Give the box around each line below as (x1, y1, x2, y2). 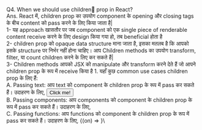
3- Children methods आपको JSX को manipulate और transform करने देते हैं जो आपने (6, 61, 196, 67)
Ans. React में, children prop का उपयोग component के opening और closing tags (6, 12, 194, 20)
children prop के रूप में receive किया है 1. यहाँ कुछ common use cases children (6, 67, 188, 75)
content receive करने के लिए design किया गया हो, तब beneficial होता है (6, 33, 163, 40)
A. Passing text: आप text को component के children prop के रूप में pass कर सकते (6, 82, 195, 88)
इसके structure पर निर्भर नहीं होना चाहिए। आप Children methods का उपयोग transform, (6, 47, 196, 54)
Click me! (49, 90, 71, 96)
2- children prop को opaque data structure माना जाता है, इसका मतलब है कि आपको (6, 40, 189, 47)
